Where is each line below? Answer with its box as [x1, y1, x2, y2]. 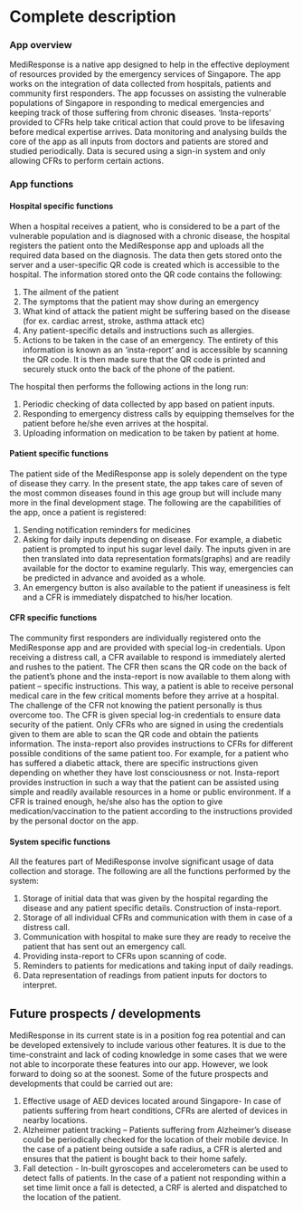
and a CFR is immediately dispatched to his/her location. [22, 591, 233, 602]
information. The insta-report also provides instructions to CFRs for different [9, 738, 294, 749]
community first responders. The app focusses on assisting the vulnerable [9, 88, 287, 99]
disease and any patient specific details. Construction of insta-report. [22, 903, 282, 914]
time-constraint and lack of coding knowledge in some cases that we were [9, 1049, 288, 1061]
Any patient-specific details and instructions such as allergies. [22, 324, 255, 336]
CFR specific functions [9, 612, 98, 623]
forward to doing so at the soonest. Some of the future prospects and [9, 1069, 269, 1080]
